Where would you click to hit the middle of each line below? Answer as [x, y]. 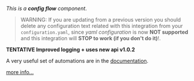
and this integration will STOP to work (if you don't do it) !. [91, 38]
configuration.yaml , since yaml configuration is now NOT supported [104, 32]
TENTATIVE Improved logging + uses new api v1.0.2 [71, 50]
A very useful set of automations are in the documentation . [77, 61]
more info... [20, 72]
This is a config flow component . [46, 8]
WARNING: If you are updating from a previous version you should [101, 20]
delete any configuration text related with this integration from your [102, 26]
